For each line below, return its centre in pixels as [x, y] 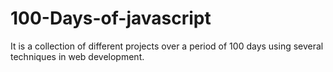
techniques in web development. [77, 56]
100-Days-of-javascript [111, 18]
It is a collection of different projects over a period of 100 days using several [167, 46]
